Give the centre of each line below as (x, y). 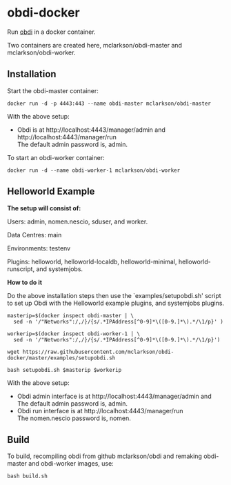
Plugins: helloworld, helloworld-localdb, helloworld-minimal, (92, 261)
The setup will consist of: (44, 208)
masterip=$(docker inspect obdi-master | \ (71, 315)
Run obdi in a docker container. (51, 32)
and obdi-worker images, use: (71, 464)
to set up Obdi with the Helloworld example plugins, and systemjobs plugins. (116, 303)
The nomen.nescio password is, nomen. (74, 418)
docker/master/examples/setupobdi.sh (61, 358)
